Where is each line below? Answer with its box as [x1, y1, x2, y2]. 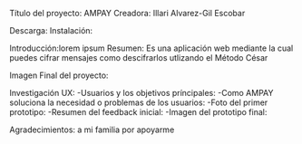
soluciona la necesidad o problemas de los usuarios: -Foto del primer [9, 97, 268, 108]
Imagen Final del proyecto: [9, 70, 109, 81]
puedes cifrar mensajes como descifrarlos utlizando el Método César [9, 53, 268, 62]
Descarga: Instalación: [9, 25, 93, 35]
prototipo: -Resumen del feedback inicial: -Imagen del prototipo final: [9, 107, 268, 117]
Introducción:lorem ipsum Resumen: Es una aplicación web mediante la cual [9, 43, 294, 53]
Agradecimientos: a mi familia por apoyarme [9, 124, 175, 135]
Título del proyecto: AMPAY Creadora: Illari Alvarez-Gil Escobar [9, 8, 246, 18]
